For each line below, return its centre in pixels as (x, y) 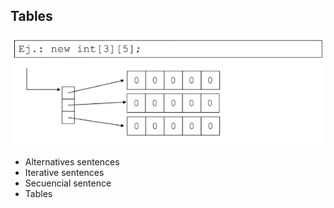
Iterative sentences (64, 172)
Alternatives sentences (72, 161)
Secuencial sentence (68, 183)
